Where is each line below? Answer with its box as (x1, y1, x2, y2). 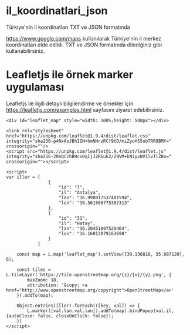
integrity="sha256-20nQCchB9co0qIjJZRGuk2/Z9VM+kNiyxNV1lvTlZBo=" (6, 153, 172, 159)
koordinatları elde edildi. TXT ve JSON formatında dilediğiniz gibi (6, 41, 162, 48)
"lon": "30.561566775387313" (58, 200, 130, 206)
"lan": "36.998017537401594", (58, 195, 133, 200)
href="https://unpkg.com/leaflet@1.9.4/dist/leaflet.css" (6, 133, 151, 139)
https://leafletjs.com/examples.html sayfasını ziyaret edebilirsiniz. (6, 106, 164, 113)
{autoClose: (6, 313, 35, 319)
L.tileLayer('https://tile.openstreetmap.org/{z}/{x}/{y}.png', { (6, 272, 172, 277)
